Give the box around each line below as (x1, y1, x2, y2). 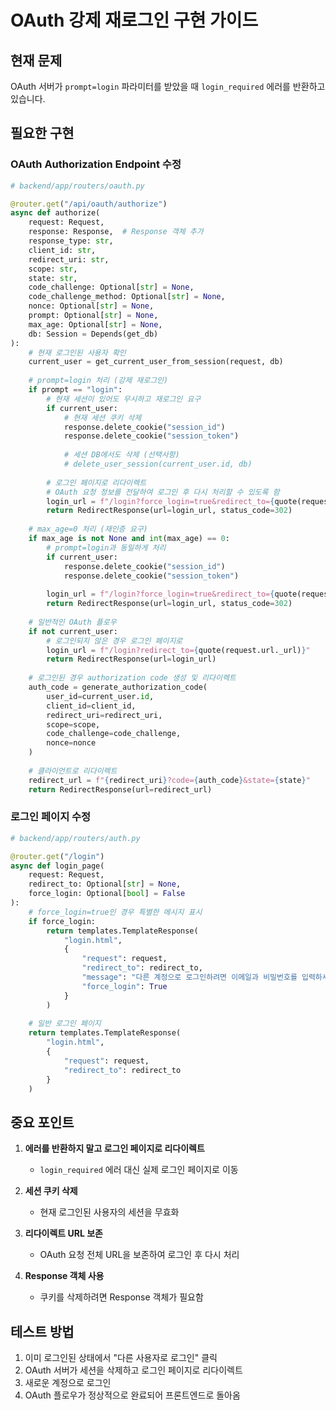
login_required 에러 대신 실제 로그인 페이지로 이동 (39, 1164, 239, 1176)
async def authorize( (10, 208, 101, 218)
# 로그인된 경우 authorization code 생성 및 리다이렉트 (28, 673, 237, 683)
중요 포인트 (10, 1114, 75, 1131)
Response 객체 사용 (24, 1270, 105, 1282)
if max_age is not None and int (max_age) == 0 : (28, 534, 230, 544)
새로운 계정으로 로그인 (24, 1377, 112, 1389)
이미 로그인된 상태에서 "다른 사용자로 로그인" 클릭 (24, 1352, 218, 1364)
